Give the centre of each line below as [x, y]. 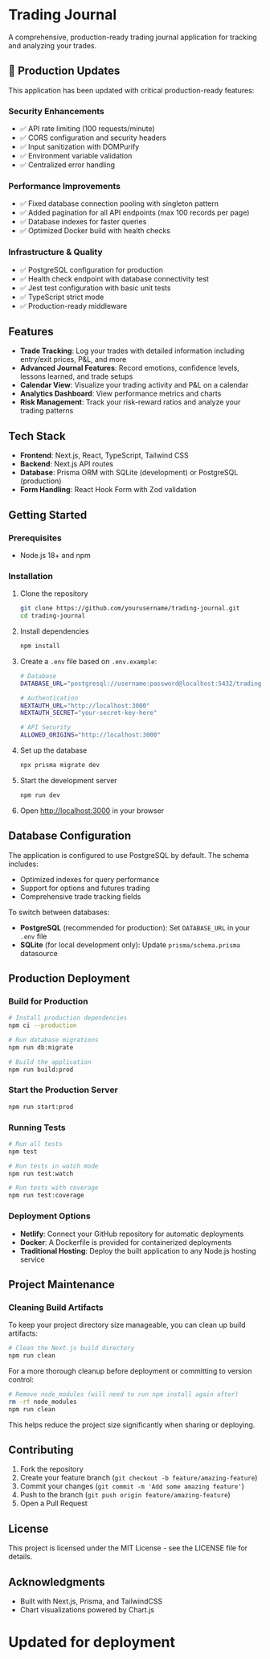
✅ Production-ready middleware [74, 306]
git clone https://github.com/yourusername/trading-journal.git [130, 609]
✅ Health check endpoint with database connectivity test [114, 278]
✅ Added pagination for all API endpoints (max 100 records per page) [135, 213]
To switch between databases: [59, 912]
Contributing [41, 1450]
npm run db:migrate [41, 1047]
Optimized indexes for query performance [89, 879]
